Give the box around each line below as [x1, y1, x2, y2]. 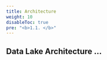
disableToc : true [6, 19, 49, 25]
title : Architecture [6, 8, 57, 15]
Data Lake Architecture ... [6, 46, 102, 56]
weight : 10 [6, 14, 33, 20]
